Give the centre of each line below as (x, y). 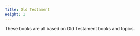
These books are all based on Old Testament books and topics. (70, 28)
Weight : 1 (15, 14)
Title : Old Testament (28, 10)
